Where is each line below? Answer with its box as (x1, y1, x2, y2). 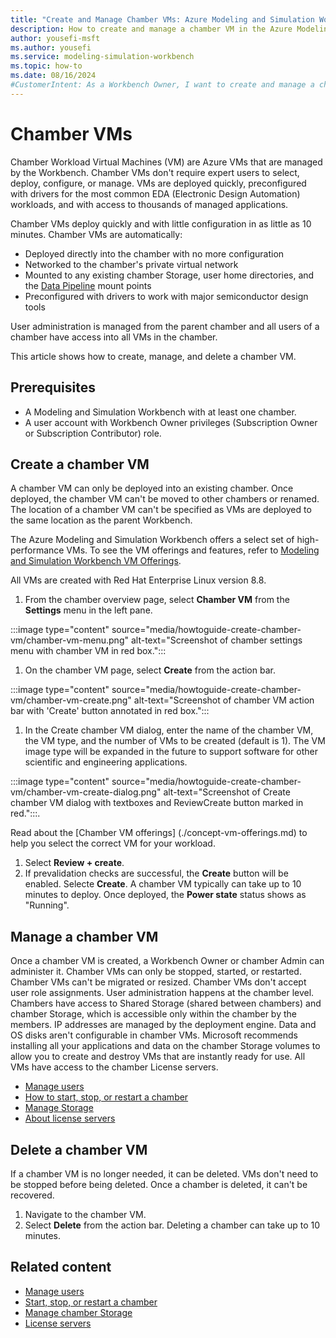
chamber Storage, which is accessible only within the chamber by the (10, 1008, 297, 1020)
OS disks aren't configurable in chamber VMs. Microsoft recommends (10, 1029, 298, 1041)
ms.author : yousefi (10, 42, 92, 53)
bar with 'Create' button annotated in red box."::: (10, 705, 210, 717)
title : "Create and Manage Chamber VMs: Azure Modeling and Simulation (10, 14, 315, 25)
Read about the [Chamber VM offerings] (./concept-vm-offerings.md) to (10, 827, 308, 839)
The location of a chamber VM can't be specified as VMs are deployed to (10, 504, 312, 516)
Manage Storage (24, 1102, 94, 1114)
